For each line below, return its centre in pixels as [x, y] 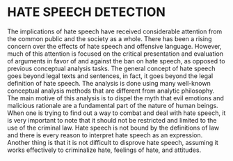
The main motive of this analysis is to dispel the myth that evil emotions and [115, 98]
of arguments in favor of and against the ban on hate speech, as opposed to [116, 61]
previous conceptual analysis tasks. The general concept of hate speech [111, 68]
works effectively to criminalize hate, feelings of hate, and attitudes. [104, 150]
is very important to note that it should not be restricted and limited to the [112, 120]
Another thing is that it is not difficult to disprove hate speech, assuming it [113, 142]
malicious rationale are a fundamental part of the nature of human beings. [113, 105]
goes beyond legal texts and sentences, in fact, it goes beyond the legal [110, 76]
